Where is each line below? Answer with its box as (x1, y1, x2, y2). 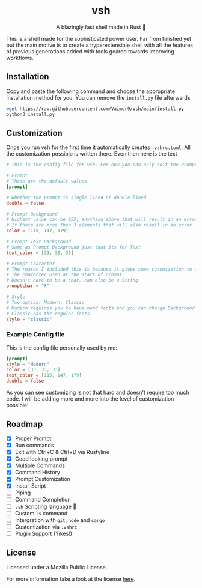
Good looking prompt (14, 455, 68, 462)
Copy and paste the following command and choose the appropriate (6, 88, 176, 95)
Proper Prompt (14, 435, 52, 442)
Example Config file (6, 330, 65, 339)
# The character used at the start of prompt (6, 271, 122, 278)
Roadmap (6, 419, 43, 429)
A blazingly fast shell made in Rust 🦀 (56, 23, 146, 31)
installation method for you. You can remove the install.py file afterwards (6, 94, 191, 101)
